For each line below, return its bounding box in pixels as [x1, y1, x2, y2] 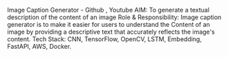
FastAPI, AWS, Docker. [7, 43, 72, 50]
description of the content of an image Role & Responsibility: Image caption [7, 13, 222, 21]
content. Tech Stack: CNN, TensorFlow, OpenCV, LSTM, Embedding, [7, 35, 202, 43]
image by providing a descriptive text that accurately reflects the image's [7, 27, 216, 36]
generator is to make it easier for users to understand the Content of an [7, 21, 211, 28]
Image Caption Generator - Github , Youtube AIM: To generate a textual [7, 6, 209, 14]
